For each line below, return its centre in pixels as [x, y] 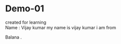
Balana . [14, 37]
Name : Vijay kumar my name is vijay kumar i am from [61, 27]
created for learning [26, 22]
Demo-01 [25, 9]
